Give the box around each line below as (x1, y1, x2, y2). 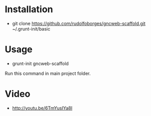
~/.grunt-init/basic (12, 25, 50, 32)
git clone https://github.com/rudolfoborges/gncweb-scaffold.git (12, 20, 146, 26)
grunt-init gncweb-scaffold (12, 60, 69, 67)
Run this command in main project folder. (5, 70, 91, 76)
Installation (5, 4, 53, 15)
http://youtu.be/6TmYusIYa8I (12, 105, 73, 111)
